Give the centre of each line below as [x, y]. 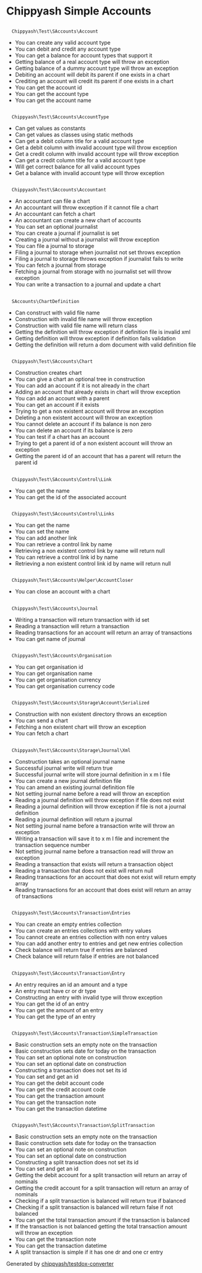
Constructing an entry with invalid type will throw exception [89, 997]
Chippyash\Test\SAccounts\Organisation [62, 656]
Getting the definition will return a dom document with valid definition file [106, 345]
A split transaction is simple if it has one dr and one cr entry [89, 1252]
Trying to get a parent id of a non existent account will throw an [94, 443]
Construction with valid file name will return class [76, 325]
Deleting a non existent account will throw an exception [84, 418]
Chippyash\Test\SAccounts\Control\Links [63, 514]
